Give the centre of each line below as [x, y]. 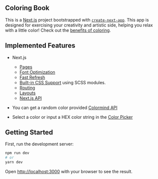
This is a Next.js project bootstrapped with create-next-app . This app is [77, 20]
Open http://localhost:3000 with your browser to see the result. [69, 172]
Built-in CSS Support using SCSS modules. [63, 82]
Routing [27, 88]
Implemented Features [40, 46]
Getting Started [29, 132]
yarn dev [14, 162]
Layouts [27, 93]
